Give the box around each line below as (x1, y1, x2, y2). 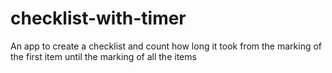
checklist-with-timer (10, 7, 187, 30)
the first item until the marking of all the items (10, 50, 197, 62)
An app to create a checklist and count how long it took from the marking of (10, 40, 323, 52)
